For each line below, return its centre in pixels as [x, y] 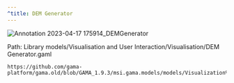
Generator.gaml [30, 54]
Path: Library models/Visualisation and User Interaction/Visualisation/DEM [114, 46]
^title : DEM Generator [40, 13]
